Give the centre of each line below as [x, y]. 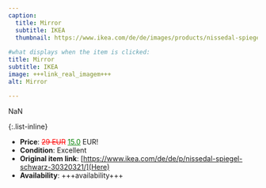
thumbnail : [33, 38]
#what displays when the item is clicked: [79, 52]
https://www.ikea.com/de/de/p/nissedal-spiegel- [163, 158]
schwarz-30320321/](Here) [65, 167]
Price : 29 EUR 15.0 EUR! [59, 141]
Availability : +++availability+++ [71, 175]
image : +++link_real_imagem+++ [60, 74]
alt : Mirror [28, 81]
